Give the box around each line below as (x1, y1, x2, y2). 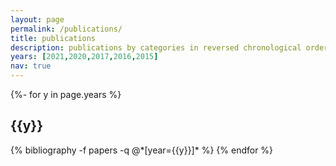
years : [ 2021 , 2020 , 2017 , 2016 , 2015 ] (10, 52, 159, 62)
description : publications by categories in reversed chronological (10, 42, 302, 53)
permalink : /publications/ (10, 24, 123, 34)
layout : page (10, 14, 65, 25)
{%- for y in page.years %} (10, 89, 122, 100)
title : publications (10, 33, 97, 43)
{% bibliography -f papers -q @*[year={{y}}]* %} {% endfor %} (10, 144, 274, 156)
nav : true (10, 61, 52, 71)
